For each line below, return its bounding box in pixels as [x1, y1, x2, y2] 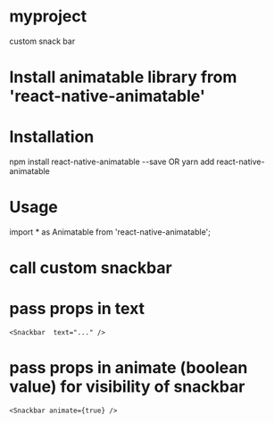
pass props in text [9, 299, 145, 319]
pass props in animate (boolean [9, 358, 248, 378]
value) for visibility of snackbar [9, 377, 245, 397]
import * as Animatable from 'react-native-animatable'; [9, 227, 212, 237]
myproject [9, 6, 87, 27]
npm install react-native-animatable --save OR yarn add [9, 156, 215, 167]
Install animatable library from [9, 67, 237, 87]
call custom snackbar [9, 258, 172, 278]
